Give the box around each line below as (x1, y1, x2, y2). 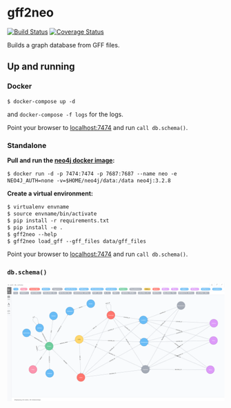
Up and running (7, 61, 75, 73)
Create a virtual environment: (7, 189, 93, 197)
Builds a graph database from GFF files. (7, 41, 120, 49)
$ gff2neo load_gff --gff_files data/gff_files (7, 237, 147, 245)
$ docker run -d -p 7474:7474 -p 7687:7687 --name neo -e (7, 170, 177, 177)
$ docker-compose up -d (7, 98, 76, 105)
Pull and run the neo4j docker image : (7, 156, 115, 164)
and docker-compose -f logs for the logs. (7, 110, 124, 118)
